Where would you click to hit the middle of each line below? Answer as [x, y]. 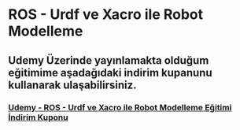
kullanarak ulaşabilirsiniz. [72, 85]
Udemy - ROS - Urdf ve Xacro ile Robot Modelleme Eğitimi [120, 107]
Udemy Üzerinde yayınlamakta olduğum [109, 60]
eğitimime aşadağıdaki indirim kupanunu [110, 72]
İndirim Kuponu [38, 117]
